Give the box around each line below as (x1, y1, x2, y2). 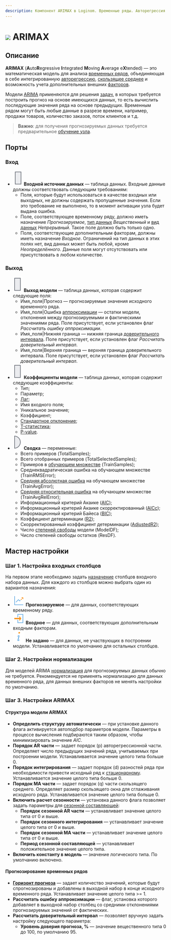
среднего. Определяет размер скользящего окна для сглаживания (12, 786, 160, 792)
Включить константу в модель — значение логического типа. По (12, 851, 158, 858)
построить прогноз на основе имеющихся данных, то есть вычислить (5, 96, 158, 102)
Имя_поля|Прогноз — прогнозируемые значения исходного (20, 298, 152, 304)
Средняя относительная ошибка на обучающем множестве (20, 488, 152, 494)
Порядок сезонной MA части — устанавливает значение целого (20, 829, 163, 835)
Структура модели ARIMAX (5, 709, 68, 716)
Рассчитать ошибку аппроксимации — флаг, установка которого (12, 896, 157, 902)
